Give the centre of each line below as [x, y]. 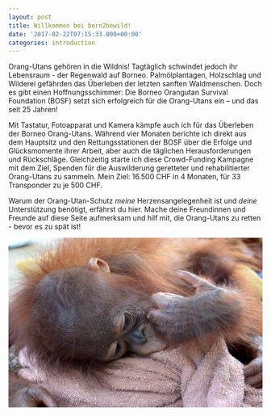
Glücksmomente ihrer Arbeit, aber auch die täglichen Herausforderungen [130, 151]
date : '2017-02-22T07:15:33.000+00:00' [75, 34]
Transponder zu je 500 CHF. [56, 185]
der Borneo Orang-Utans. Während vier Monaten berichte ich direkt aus [128, 134]
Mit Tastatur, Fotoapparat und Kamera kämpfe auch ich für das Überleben [131, 125]
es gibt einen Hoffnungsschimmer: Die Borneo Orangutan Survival [118, 92]
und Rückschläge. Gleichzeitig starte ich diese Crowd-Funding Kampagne [131, 160]
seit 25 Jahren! [33, 110]
